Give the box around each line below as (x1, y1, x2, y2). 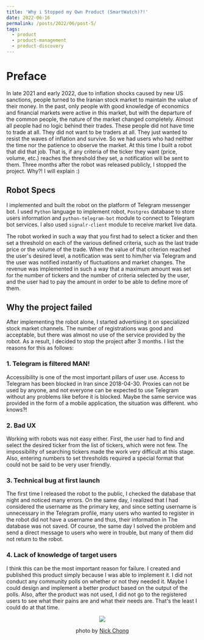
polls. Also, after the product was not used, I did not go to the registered (6, 591, 187, 598)
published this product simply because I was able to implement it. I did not (6, 571, 193, 578)
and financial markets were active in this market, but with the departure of (6, 109, 192, 116)
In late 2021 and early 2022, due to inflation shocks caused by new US (6, 89, 184, 96)
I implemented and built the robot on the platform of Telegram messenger (6, 201, 191, 208)
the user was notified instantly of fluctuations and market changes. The (6, 258, 186, 266)
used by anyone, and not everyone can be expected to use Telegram (6, 386, 179, 394)
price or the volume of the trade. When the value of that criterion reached (6, 245, 191, 253)
